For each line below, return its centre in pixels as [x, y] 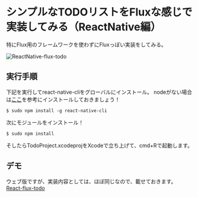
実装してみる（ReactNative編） [84, 27]
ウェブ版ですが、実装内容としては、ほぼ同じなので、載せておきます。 [91, 181]
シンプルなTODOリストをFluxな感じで [99, 12]
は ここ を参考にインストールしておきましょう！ [63, 99]
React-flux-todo [26, 188]
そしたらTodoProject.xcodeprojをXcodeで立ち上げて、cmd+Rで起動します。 [99, 145]
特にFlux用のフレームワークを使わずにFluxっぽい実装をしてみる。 [87, 45]
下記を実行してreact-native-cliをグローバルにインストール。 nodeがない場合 [99, 92]
